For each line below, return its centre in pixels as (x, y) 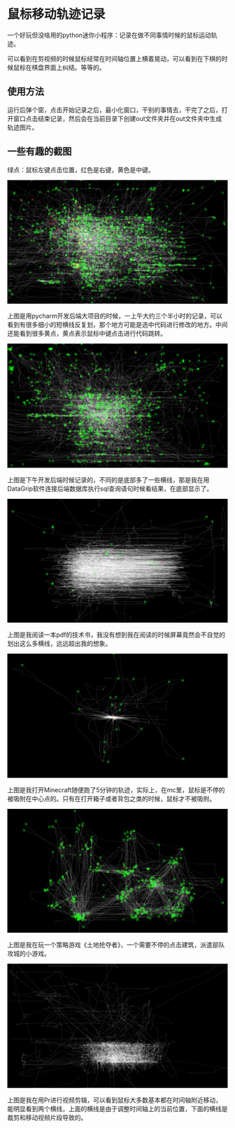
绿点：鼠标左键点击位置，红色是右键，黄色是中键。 (81, 169)
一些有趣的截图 (40, 151)
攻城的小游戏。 (29, 954)
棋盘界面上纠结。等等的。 (68, 67)
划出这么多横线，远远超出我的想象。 (59, 644)
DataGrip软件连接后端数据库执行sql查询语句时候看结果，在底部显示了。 (110, 488)
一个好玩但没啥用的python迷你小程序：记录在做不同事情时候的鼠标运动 (109, 35)
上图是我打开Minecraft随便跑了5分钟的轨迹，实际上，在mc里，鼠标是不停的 (116, 790)
